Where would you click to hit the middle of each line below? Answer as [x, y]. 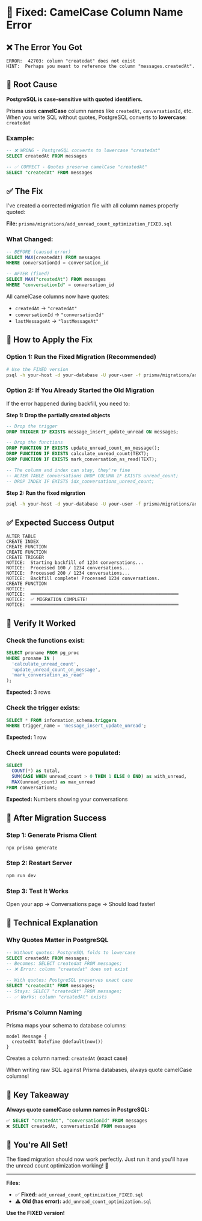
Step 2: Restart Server [39, 863]
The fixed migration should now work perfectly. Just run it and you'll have [97, 1159]
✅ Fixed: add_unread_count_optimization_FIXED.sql [79, 1195]
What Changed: [30, 239]
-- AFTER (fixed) [28, 274]
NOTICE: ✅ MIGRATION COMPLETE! [47, 600]
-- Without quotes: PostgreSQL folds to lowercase [71, 952]
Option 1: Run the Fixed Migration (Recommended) [81, 357]
